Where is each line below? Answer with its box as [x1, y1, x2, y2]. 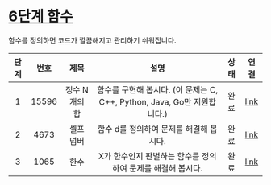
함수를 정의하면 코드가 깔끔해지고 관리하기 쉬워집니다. [8, 35, 177, 45]
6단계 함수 [8, 7, 73, 26]
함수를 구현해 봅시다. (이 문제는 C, [96, 84, 219, 95]
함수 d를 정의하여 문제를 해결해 [97, 123, 208, 134]
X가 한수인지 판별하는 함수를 [98, 150, 200, 162]
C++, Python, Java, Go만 [98, 96, 192, 107]
